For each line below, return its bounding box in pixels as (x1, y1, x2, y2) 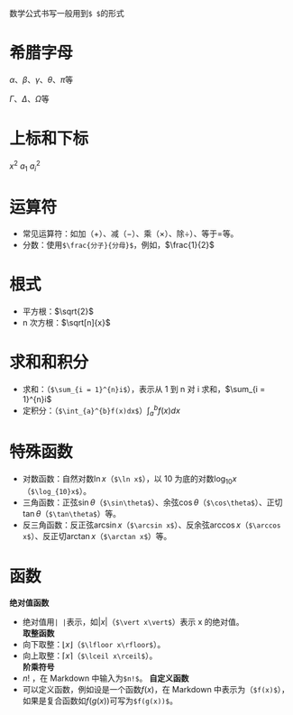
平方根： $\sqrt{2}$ (22, 306, 95, 317)
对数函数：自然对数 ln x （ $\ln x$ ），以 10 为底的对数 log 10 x (22, 472, 237, 486)
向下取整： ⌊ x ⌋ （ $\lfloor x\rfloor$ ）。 (22, 639, 166, 650)
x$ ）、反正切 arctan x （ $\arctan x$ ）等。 (22, 531, 172, 542)
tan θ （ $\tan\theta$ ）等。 (22, 509, 122, 519)
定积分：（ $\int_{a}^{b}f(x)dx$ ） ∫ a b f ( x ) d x (22, 404, 180, 417)
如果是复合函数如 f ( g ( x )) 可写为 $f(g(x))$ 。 (22, 695, 179, 706)
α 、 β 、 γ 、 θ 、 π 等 (9, 74, 74, 85)
